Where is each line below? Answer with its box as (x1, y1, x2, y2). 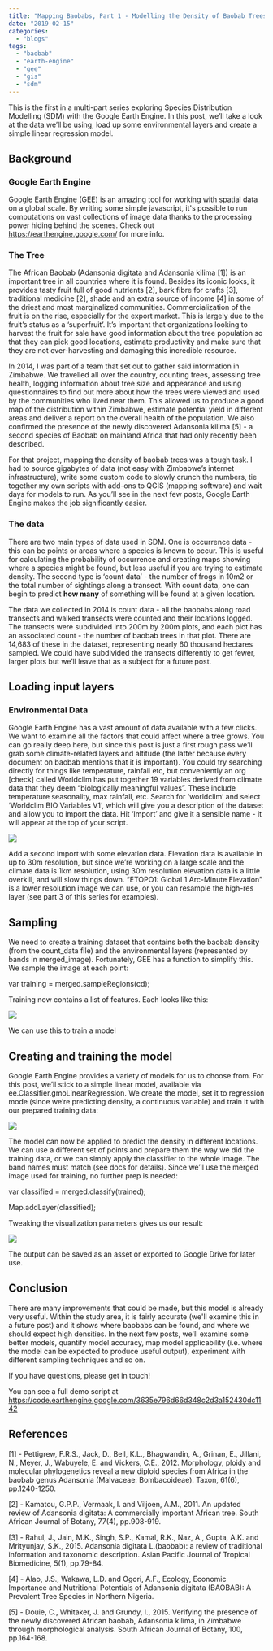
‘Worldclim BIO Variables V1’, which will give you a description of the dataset (8, 800, 264, 810)
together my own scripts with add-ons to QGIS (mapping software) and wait (8, 481, 262, 490)
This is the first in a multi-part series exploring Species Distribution (8, 102, 232, 112)
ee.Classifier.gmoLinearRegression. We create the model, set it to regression (8, 1088, 265, 1098)
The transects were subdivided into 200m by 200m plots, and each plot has (8, 621, 262, 631)
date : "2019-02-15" (8, 20, 75, 28)
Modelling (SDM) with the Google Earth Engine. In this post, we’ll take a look (8, 111, 262, 120)
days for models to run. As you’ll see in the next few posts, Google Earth (8, 490, 250, 499)
